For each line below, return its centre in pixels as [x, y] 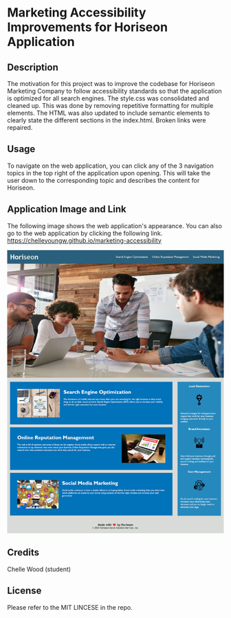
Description [33, 67]
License [24, 591]
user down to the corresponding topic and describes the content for [103, 180]
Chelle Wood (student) [39, 569]
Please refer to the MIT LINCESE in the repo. [70, 607]
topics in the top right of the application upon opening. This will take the [109, 173]
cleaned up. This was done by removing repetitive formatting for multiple [110, 106]
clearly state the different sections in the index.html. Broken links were [107, 120]
